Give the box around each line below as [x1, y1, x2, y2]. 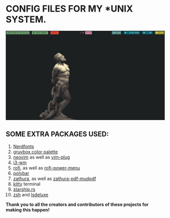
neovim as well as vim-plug [13, 154, 70, 160]
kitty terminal [13, 181, 41, 187]
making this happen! [6, 206, 50, 212]
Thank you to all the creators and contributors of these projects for [6, 201, 149, 207]
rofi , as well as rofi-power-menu [13, 165, 80, 171]
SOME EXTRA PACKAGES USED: [6, 130, 109, 139]
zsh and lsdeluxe [13, 191, 48, 197]
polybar [13, 170, 29, 176]
